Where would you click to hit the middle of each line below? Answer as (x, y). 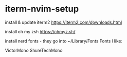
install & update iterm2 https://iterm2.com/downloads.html (63, 22)
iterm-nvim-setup (42, 9)
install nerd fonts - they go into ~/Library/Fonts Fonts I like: (64, 41)
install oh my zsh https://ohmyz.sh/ (40, 31)
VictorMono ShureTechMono (34, 50)
